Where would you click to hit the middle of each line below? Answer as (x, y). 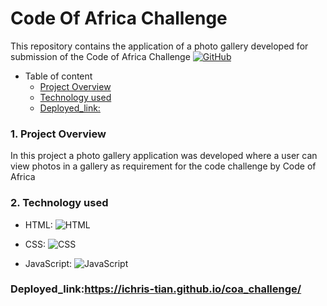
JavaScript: (48, 263)
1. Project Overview (58, 134)
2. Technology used (59, 203)
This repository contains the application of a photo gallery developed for (159, 46)
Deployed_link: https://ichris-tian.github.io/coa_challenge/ (156, 289)
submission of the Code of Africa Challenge (100, 56)
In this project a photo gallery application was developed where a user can (164, 156)
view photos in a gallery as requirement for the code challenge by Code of (163, 166)
